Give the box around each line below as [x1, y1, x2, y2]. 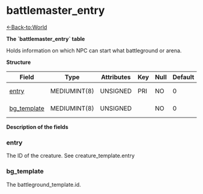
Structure [6, 58, 31, 66]
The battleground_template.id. [6, 181, 82, 188]
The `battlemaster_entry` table [6, 35, 85, 42]
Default [172, 73, 195, 81]
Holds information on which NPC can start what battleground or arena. [6, 46, 182, 54]
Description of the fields [6, 123, 68, 130]
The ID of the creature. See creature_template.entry [6, 152, 135, 160]
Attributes [100, 73, 131, 81]
